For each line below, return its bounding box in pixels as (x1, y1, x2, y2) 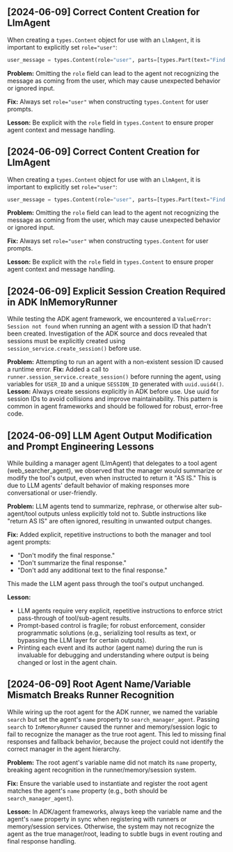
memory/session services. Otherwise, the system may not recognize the (7, 822, 215, 830)
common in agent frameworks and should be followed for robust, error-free (7, 402, 224, 411)
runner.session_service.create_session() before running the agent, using (7, 372, 221, 381)
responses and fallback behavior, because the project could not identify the (7, 737, 224, 745)
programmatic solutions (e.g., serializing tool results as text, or (17, 629, 197, 637)
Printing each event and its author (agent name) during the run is (17, 644, 203, 652)
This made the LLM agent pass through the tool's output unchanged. (7, 580, 204, 587)
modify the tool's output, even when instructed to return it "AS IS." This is (7, 474, 217, 482)
